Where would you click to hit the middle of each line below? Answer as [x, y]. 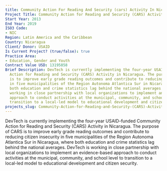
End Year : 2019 [21, 24]
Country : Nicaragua [25, 42]
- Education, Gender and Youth [38, 61]
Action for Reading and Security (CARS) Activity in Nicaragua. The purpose [82, 126]
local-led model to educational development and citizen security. [72, 163]
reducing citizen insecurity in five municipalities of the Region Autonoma [79, 137]
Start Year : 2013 [23, 19]
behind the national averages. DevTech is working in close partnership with [82, 147]
